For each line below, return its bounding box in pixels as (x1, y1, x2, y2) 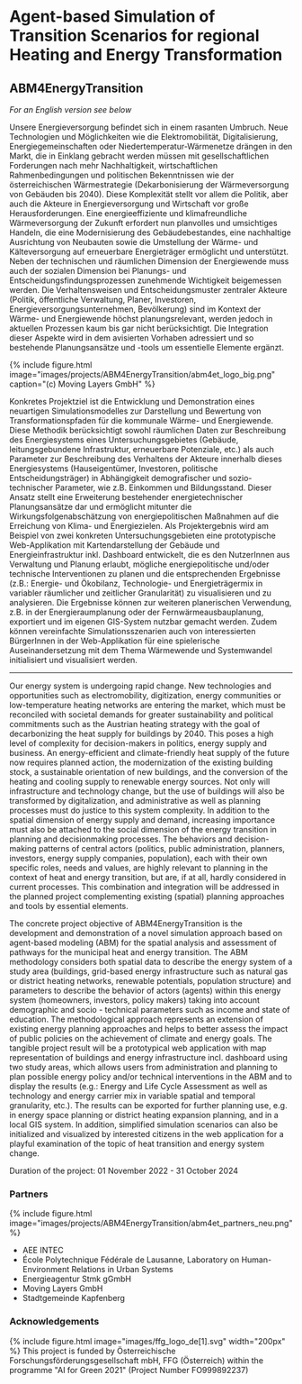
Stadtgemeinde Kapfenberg (22, 1293, 126, 1304)
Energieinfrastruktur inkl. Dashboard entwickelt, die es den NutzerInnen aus (9, 550, 290, 560)
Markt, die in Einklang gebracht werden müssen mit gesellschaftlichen (9, 150, 270, 161)
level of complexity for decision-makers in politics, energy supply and (9, 738, 268, 749)
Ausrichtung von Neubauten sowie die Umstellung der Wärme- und (9, 237, 259, 247)
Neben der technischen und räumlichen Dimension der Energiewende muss (9, 256, 289, 267)
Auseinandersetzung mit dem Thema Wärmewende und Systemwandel (9, 645, 272, 655)
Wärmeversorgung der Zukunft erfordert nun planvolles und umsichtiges (9, 218, 278, 228)
